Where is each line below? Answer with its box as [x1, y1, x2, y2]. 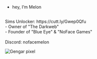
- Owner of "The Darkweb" [5, 24, 59, 29]
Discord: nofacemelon [5, 39, 49, 45]
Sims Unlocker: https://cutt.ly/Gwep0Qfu [5, 19, 86, 24]
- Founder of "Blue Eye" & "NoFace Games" [5, 29, 93, 34]
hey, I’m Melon [12, 4, 42, 10]
